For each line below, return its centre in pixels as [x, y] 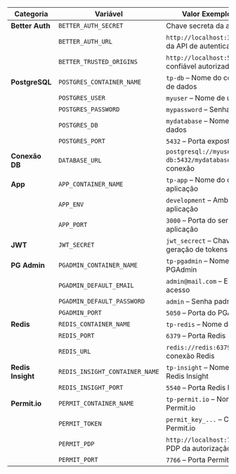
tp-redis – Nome [194, 324]
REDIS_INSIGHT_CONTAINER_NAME [109, 372]
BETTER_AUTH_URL [86, 42]
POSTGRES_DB [78, 125]
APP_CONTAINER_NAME [91, 184]
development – [189, 200]
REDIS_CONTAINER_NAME [95, 324]
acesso [178, 290]
